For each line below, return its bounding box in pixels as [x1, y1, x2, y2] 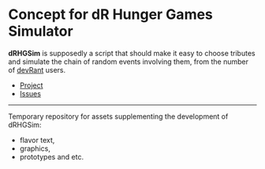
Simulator [8, 22, 73, 40]
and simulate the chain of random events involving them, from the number [8, 57, 249, 66]
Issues [19, 88, 42, 98]
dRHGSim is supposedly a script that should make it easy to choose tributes [8, 48, 256, 58]
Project [19, 81, 43, 90]
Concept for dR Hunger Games [8, 6, 213, 24]
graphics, [19, 144, 51, 153]
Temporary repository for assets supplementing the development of [8, 111, 229, 121]
